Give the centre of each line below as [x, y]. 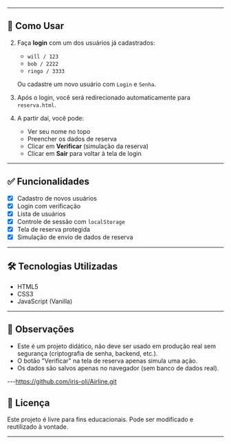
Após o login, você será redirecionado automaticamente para [103, 97]
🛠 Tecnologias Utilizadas [63, 266]
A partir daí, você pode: [51, 118]
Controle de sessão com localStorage [71, 221]
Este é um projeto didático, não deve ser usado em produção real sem [117, 346]
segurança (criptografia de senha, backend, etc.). [87, 353]
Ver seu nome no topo [59, 131]
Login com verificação [49, 206]
